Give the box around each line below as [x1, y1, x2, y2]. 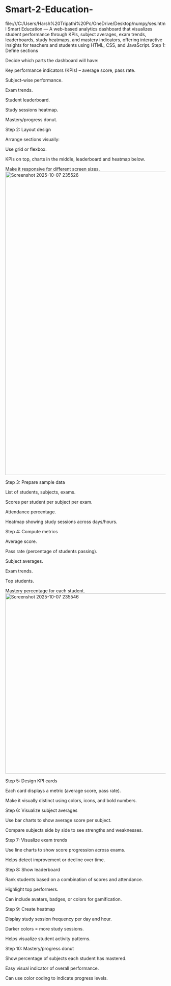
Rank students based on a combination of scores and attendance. [5, 876, 144, 882]
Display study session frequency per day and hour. [5, 916, 112, 922]
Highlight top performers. [5, 886, 59, 892]
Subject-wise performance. [5, 77, 63, 83]
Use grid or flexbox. [5, 146, 47, 152]
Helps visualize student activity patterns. [5, 936, 91, 942]
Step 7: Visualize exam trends [5, 837, 68, 843]
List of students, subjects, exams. [5, 489, 76, 495]
